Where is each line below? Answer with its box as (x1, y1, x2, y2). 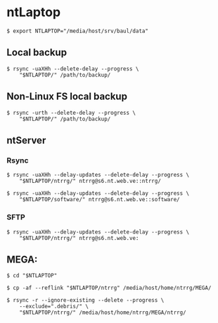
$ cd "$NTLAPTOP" (6, 272, 58, 279)
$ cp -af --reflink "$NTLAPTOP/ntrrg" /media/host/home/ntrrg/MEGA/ (6, 284, 212, 292)
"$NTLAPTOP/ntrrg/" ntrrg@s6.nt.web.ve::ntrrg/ (19, 177, 161, 185)
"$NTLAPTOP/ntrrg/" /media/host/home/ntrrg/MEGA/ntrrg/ (19, 309, 187, 317)
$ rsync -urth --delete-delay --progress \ (6, 109, 136, 116)
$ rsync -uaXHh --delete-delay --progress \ (6, 65, 139, 72)
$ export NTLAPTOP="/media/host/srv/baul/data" (6, 27, 149, 34)
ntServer (6, 134, 46, 146)
